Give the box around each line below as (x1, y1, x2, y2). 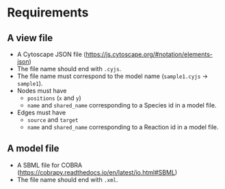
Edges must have (16, 108, 66, 116)
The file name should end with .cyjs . (16, 65, 122, 73)
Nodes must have (16, 87, 67, 94)
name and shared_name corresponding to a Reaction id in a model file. (27, 123, 219, 131)
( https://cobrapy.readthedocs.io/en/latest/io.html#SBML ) (16, 168, 178, 176)
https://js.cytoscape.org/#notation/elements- (85, 50, 213, 58)
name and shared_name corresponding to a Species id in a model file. (27, 101, 217, 109)
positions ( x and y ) (27, 94, 82, 102)
